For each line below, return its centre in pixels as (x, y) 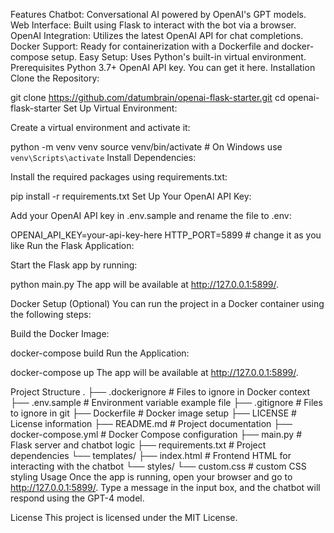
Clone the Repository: (55, 78)
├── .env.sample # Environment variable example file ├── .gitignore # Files (166, 402)
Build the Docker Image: (60, 333)
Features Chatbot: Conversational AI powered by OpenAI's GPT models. (158, 14)
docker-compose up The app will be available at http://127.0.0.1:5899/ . (154, 372)
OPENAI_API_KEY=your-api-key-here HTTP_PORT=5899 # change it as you (166, 235)
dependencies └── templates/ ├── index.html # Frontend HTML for (151, 455)
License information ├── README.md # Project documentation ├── (151, 423)
